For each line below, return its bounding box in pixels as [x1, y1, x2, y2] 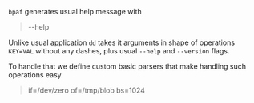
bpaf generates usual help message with [8, 7, 142, 16]
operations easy [8, 70, 62, 79]
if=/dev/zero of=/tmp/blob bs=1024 [27, 85, 146, 95]
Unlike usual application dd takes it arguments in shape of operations [8, 38, 235, 47]
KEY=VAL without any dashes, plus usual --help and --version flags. [8, 46, 230, 55]
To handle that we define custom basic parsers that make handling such [8, 61, 247, 71]
